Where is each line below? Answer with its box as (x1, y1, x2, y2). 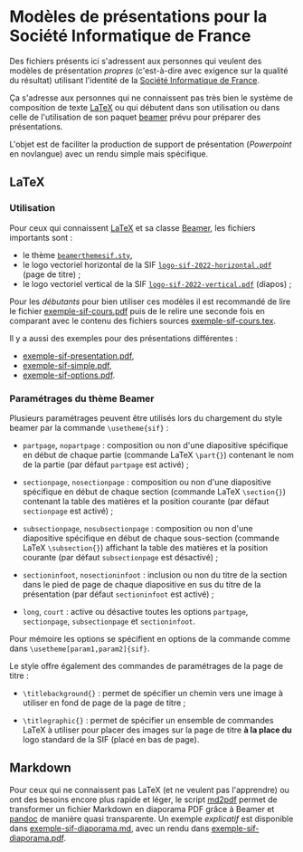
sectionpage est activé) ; (22, 505, 114, 516)
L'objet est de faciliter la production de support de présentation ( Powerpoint (9, 139, 292, 149)
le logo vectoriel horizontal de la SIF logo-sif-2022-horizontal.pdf (22, 259, 272, 270)
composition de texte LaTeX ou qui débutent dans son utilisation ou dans (9, 101, 280, 112)
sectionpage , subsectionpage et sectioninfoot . (22, 616, 196, 627)
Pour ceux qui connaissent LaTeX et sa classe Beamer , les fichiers (9, 222, 256, 233)
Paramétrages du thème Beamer (9, 392, 155, 405)
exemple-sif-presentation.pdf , (22, 350, 135, 361)
